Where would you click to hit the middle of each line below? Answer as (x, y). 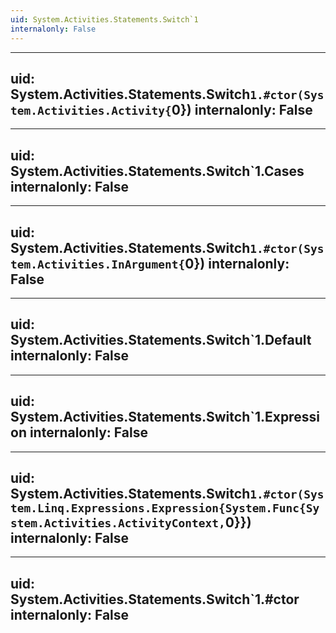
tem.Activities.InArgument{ (98, 264)
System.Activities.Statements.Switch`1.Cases (157, 171)
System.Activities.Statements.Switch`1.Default (161, 340)
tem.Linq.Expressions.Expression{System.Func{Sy (165, 508)
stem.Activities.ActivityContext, (118, 523)
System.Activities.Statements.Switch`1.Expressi (165, 417)
